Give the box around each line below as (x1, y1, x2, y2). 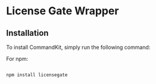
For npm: (6, 55, 29, 62)
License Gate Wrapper (6, 4, 119, 18)
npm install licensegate (6, 72, 68, 78)
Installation (6, 28, 49, 38)
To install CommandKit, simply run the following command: (6, 43, 151, 51)
